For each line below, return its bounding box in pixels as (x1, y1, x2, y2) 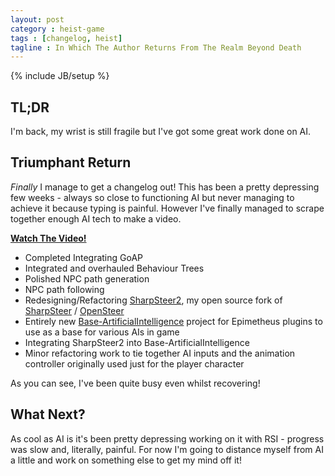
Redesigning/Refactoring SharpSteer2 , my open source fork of (24, 294, 283, 306)
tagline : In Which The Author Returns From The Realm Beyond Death (10, 42, 302, 53)
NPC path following (24, 283, 105, 295)
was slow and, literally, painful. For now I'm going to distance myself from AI (10, 443, 324, 455)
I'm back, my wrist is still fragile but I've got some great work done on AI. (10, 126, 312, 138)
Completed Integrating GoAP (24, 251, 144, 263)
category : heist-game (10, 24, 105, 34)
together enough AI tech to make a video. (10, 212, 182, 225)
